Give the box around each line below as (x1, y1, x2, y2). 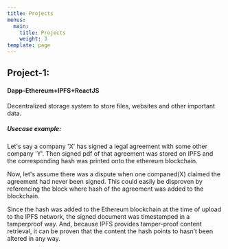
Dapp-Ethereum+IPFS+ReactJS (7, 86, 100, 95)
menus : (7, 16, 26, 23)
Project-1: (7, 67, 50, 79)
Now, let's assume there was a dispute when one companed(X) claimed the (7, 169, 221, 178)
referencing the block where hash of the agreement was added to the (7, 185, 204, 193)
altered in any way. (7, 234, 60, 242)
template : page (7, 42, 51, 49)
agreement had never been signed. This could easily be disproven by (7, 177, 203, 185)
